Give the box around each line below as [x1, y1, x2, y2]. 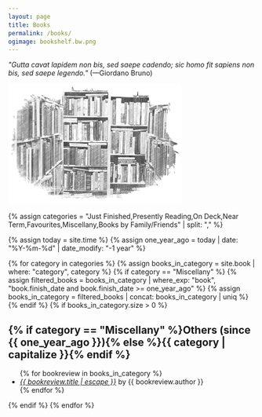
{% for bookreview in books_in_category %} [19, 369, 162, 379]
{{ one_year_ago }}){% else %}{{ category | [8, 335, 226, 349]
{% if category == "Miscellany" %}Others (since [8, 323, 251, 337]
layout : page [8, 13, 51, 20]
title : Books [8, 20, 51, 29]
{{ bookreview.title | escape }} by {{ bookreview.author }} [19, 377, 204, 386]
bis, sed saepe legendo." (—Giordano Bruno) [8, 68, 153, 78]
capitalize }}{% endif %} [8, 348, 131, 361]
